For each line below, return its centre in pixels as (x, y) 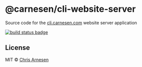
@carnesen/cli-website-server (71, 9)
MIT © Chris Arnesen (27, 60)
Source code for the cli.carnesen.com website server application (71, 23)
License (18, 48)
